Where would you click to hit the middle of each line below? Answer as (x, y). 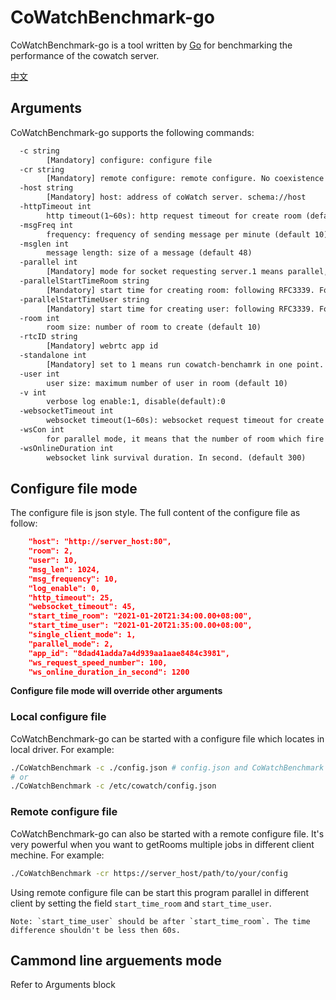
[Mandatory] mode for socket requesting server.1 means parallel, (187, 272)
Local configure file (58, 717)
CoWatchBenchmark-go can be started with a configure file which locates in (167, 738)
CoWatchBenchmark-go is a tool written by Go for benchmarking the (151, 45)
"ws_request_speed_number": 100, (98, 662)
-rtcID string (48, 337)
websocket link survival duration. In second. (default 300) (176, 457)
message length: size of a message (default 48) (149, 253)
